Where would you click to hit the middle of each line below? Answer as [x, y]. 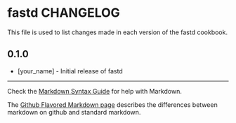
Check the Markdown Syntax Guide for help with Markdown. [95, 91]
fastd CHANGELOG [64, 13]
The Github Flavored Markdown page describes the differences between [112, 104]
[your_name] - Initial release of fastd [70, 71]
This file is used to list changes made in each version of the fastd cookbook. [118, 32]
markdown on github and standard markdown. [74, 112]
